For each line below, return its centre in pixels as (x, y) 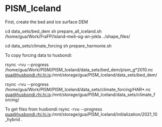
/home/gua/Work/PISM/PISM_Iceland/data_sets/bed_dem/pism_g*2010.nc (79, 70)
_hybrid (13, 119)
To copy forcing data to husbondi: (39, 55)
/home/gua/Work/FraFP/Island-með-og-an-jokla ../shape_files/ (68, 36)
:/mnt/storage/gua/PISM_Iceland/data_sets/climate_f (103, 95)
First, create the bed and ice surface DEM (47, 22)
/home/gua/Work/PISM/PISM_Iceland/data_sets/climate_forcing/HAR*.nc (78, 89)
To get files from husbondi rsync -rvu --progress (54, 109)
